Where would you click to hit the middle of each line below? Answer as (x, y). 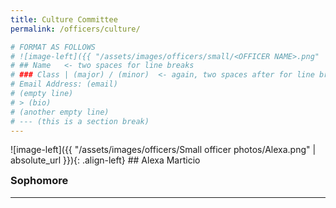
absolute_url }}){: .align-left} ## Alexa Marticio (105, 160)
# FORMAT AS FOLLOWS (53, 47)
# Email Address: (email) (64, 84)
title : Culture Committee (64, 19)
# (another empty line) (60, 112)
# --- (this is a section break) (80, 121)
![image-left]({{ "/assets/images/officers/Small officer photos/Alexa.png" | (163, 150)
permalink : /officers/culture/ (75, 29)
